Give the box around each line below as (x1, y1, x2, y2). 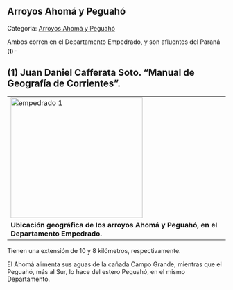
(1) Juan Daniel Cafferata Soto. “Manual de (7, 67, 195, 79)
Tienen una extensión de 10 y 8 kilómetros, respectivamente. (7, 247, 182, 255)
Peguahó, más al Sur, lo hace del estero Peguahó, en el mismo (7, 268, 186, 276)
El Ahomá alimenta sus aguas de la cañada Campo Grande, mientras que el (7, 260, 222, 268)
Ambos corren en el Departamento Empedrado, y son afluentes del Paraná (7, 38, 221, 46)
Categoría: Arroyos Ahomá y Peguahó (7, 24, 116, 32)
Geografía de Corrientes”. (7, 78, 121, 89)
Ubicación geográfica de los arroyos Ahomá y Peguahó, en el (10, 220, 218, 230)
